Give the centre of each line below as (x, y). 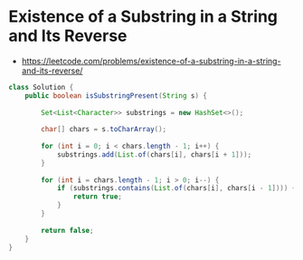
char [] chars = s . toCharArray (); (104, 130)
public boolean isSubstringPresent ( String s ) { (116, 96)
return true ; (98, 197)
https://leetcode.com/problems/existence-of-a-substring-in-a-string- (151, 61)
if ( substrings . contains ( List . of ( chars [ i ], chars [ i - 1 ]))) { (176, 188)
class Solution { (41, 87)
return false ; (67, 230)
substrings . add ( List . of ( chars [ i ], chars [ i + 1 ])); (154, 154)
